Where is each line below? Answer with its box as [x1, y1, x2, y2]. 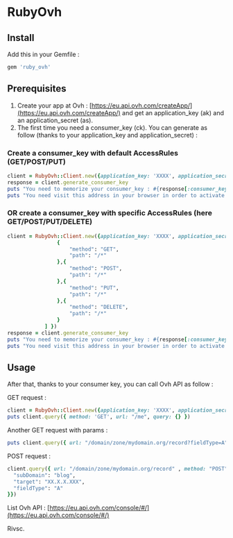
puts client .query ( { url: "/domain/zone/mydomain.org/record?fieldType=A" [7, 439, 228, 446]
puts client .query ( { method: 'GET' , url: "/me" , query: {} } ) [7, 414, 191, 421]
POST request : [7, 452, 51, 460]
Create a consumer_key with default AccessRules [7, 148, 179, 158]
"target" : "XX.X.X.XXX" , [13, 478, 85, 485]
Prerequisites [7, 83, 67, 94]
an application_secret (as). [17, 116, 94, 124]
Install [7, 32, 35, 44]
